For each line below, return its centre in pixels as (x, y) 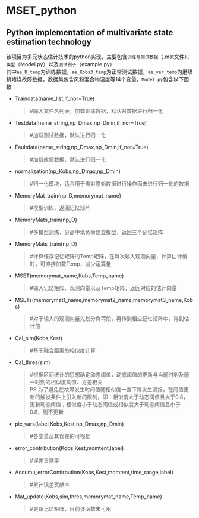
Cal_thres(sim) (32, 362)
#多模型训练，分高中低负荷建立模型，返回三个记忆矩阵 (96, 232)
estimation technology (49, 41)
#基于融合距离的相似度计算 (63, 350)
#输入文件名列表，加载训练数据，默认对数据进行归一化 (96, 111)
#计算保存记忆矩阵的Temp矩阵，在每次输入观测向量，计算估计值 (108, 256)
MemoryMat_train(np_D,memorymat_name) (68, 195)
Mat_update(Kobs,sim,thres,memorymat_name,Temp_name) (88, 497)
